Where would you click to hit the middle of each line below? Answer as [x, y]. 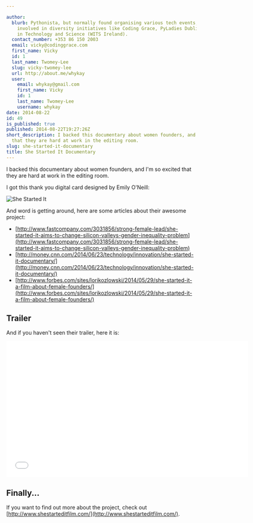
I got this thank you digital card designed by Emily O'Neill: [78, 187]
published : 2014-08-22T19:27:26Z [48, 130]
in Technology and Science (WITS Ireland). [73, 34]
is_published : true [31, 124]
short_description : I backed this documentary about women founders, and [101, 135]
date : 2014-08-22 [28, 112]
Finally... [23, 493]
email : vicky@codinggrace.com [50, 45]
